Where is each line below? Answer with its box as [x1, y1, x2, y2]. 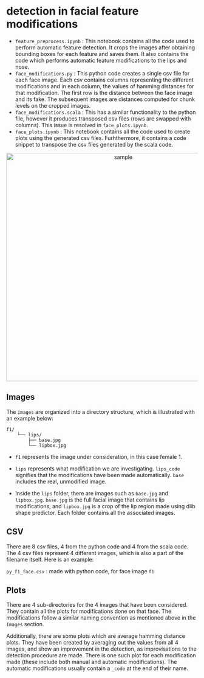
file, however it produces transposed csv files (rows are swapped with [15, 114, 191, 122]
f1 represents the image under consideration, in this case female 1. [15, 453, 183, 460]
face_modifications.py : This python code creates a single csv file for [15, 69, 190, 77]
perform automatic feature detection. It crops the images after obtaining [15, 44, 195, 51]
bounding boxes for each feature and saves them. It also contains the [15, 50, 189, 57]
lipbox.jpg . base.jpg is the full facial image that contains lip [15, 496, 165, 503]
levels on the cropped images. [15, 102, 91, 109]
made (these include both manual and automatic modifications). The [6, 659, 177, 666]
